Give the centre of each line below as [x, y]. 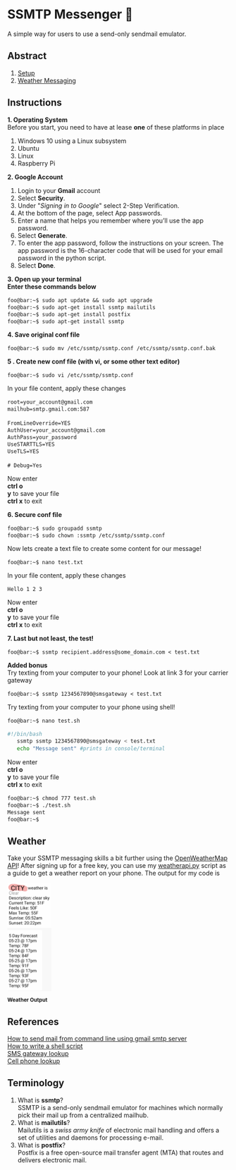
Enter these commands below [52, 286]
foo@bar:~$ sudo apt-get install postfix [69, 314]
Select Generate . [42, 235]
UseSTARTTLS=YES [31, 444]
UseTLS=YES [23, 451]
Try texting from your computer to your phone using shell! [91, 707]
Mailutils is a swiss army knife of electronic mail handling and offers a [118, 1130]
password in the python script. [62, 258]
